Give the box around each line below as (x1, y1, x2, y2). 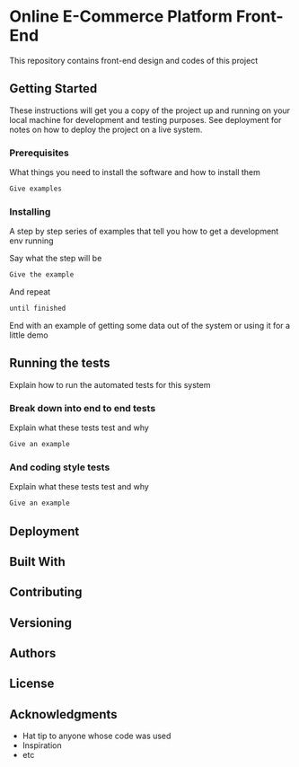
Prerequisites (9, 146, 69, 159)
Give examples (9, 184, 63, 194)
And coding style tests (9, 461, 110, 473)
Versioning (9, 615, 72, 630)
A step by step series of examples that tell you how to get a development (9, 226, 279, 237)
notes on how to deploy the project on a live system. (9, 124, 203, 135)
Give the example (9, 270, 75, 279)
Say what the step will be (9, 253, 102, 264)
